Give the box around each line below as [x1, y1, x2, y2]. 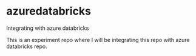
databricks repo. [6, 43, 47, 50]
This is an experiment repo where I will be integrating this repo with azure [6, 36, 190, 43]
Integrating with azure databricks [6, 24, 89, 32]
